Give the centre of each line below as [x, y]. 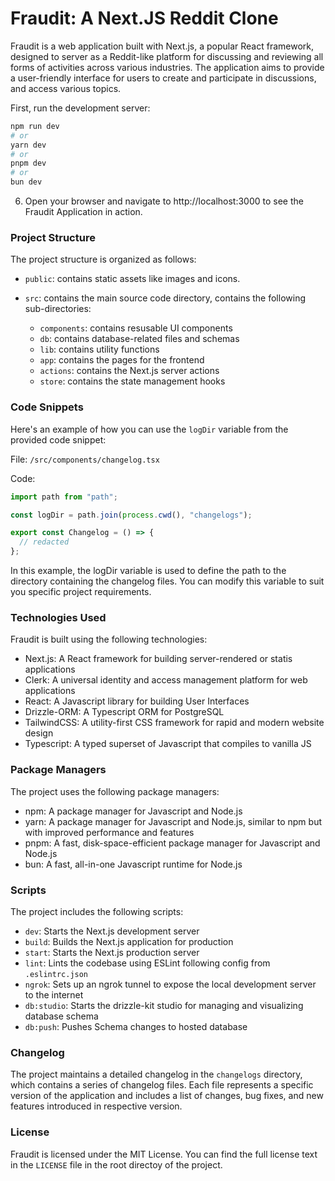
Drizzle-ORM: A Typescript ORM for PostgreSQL [124, 712]
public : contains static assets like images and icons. [132, 279]
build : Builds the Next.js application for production [129, 941]
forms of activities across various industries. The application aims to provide [167, 67]
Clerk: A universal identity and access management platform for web [166, 680]
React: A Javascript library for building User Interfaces [137, 701]
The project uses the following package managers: [115, 791]
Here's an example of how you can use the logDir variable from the [149, 429]
